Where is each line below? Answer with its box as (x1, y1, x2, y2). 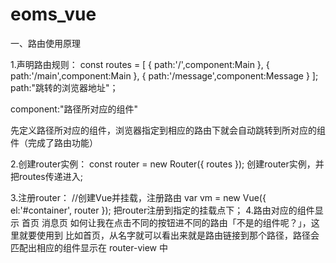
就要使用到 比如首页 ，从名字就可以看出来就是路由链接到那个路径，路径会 (18, 229, 320, 241)
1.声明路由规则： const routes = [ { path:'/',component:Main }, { (10, 58, 270, 70)
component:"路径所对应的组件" (10, 103, 138, 115)
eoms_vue (10, 3, 97, 26)
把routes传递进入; (10, 170, 83, 182)
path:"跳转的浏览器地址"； (10, 81, 119, 93)
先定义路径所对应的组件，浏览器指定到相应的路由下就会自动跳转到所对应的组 (10, 124, 326, 136)
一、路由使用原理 (10, 37, 81, 49)
